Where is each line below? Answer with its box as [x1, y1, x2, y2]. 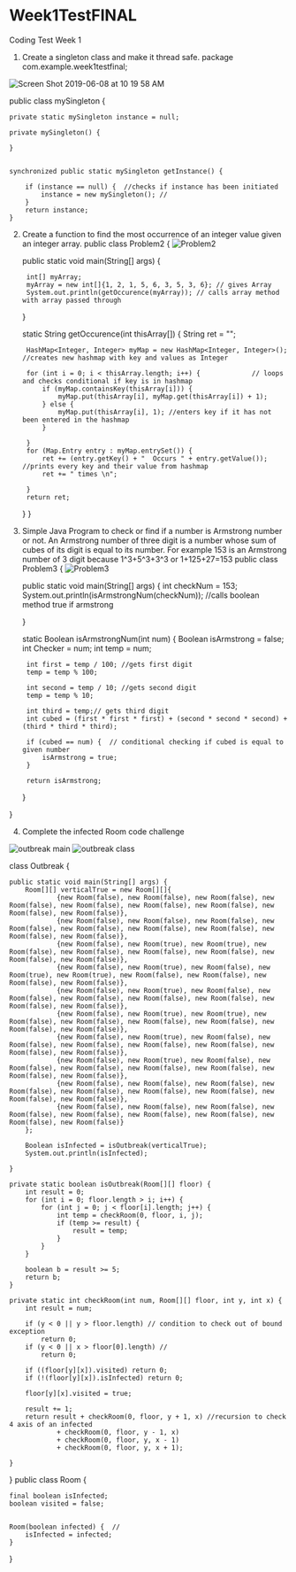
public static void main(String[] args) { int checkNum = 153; [21, 580, 239, 591]
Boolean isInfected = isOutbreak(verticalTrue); [25, 1141, 208, 1150]
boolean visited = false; [9, 1498, 104, 1508]
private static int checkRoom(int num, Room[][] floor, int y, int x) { [9, 1296, 283, 1305]
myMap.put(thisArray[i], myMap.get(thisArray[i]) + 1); [57, 391, 268, 401]
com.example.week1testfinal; [21, 61, 128, 72]
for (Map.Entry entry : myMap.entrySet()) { [26, 446, 193, 455]
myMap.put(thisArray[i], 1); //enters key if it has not [57, 407, 272, 416]
